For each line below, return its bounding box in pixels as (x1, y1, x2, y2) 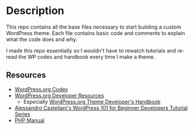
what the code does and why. (6, 36, 78, 43)
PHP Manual (14, 117, 45, 124)
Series (14, 110, 30, 117)
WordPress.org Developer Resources (14, 92, 104, 99)
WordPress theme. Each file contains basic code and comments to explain (6, 29, 185, 36)
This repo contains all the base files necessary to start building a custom (6, 23, 182, 30)
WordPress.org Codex (14, 86, 69, 93)
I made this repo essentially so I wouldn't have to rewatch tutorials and (6, 47, 176, 54)
